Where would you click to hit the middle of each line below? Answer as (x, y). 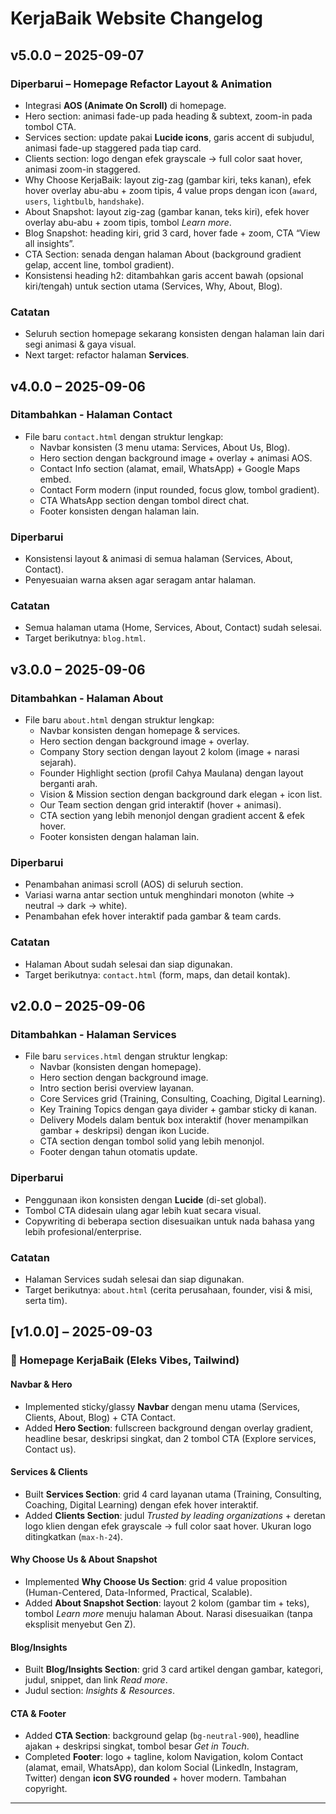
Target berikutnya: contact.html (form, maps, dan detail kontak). (157, 974)
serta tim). (46, 1301)
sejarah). (58, 763)
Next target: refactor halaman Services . (107, 355)
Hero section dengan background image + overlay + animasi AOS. (176, 458)
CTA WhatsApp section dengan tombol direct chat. (144, 500)
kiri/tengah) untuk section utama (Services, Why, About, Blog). (153, 286)
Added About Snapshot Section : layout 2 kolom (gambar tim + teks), (167, 1603)
